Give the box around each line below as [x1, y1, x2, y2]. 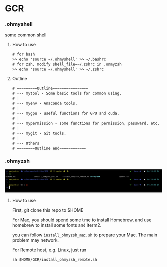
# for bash [12, 52, 35, 57]
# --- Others [12, 141, 40, 146]
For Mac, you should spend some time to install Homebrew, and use [12, 217, 152, 223]
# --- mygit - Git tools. [12, 131, 66, 136]
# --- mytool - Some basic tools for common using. [12, 91, 122, 96]
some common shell [5, 32, 47, 38]
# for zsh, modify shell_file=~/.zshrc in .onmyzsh [12, 62, 122, 67]
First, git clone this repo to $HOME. [12, 207, 84, 213]
